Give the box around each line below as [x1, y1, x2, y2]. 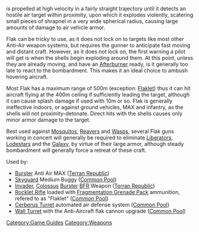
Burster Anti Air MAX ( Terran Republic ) [14, 170, 110, 177]
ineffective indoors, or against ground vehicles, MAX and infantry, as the [6, 104, 184, 110]
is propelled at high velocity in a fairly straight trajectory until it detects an [6, 5, 186, 12]
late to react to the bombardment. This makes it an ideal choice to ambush [6, 67, 188, 74]
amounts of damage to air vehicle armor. [6, 24, 106, 31]
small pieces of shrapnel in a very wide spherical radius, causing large [6, 18, 178, 24]
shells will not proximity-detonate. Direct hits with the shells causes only [6, 110, 183, 117]
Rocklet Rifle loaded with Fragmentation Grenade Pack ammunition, [14, 189, 180, 195]
